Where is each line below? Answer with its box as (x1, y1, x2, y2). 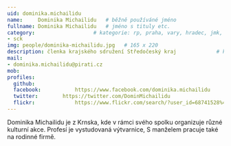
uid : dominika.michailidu (7, 10, 81, 17)
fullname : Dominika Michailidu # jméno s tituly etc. (7, 23, 170, 29)
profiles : (7, 73, 36, 81)
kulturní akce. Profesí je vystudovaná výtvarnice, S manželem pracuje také (7, 125, 219, 134)
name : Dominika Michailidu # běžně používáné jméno (7, 16, 177, 23)
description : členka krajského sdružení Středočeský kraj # (7, 49, 220, 56)
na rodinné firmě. (7, 132, 56, 141)
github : (13, 80, 36, 87)
